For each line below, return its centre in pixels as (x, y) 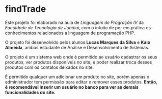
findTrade (26, 9)
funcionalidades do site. (30, 92)
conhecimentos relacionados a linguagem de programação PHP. (70, 33)
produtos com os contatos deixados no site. (50, 67)
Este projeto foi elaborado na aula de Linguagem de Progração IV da (74, 22)
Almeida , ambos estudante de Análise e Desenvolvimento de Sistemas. (77, 47)
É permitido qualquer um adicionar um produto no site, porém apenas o (77, 77)
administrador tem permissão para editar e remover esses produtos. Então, (81, 82)
